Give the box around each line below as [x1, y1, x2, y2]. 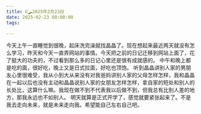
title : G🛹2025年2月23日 [6, 8, 65, 15]
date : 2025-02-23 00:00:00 [6, 14, 74, 20]
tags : [6, 20, 20, 26]
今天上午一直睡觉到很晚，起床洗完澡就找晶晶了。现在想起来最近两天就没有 [6, 42, 190, 49]
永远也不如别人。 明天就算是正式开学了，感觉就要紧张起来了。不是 [26, 94, 191, 101]
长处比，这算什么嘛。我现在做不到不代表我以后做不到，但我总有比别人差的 [6, 87, 190, 94]
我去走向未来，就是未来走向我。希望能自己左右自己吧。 [6, 102, 142, 109]
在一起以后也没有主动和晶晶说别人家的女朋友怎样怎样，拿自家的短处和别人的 [6, 79, 195, 86]
